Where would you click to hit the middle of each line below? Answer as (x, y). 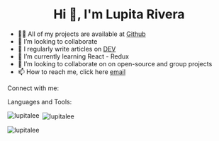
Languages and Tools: (40, 102)
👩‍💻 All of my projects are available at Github (82, 34)
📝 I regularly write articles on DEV (67, 49)
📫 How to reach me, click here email (72, 72)
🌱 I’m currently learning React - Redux (73, 56)
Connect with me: (33, 88)
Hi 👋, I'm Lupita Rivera (119, 14)
